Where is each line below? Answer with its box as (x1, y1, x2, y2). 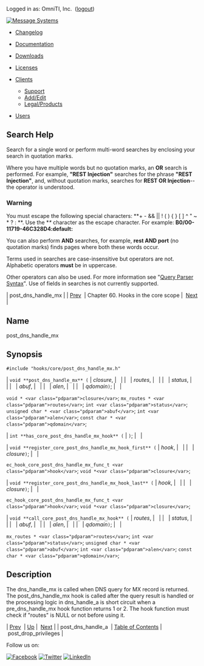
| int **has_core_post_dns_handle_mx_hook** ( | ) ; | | (6, 432, 143, 439)
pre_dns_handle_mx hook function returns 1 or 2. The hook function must (6, 605, 189, 612)
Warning (6, 199, 32, 207)
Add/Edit (24, 94, 47, 101)
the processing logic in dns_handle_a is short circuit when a (6, 598, 156, 606)
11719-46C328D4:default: (6, 225, 73, 233)
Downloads (15, 52, 44, 59)
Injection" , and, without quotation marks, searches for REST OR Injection (6, 177, 190, 184)
